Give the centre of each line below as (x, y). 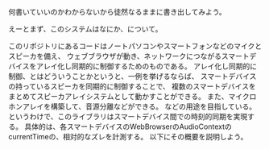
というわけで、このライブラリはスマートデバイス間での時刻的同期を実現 (128, 116)
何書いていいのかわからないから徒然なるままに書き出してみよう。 (118, 12)
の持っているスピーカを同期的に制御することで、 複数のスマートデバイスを (132, 86)
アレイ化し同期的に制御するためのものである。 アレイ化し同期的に (147, 66)
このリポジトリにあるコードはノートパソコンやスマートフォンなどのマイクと (135, 46)
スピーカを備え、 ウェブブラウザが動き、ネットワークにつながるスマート (129, 56)
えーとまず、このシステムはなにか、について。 (85, 29)
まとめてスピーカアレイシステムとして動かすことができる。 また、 (118, 96)
